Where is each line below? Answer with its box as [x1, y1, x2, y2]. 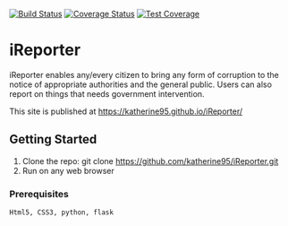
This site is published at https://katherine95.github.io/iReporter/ [9, 106, 243, 117]
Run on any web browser [21, 165, 114, 176]
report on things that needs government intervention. [9, 88, 205, 99]
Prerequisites [9, 187, 69, 200]
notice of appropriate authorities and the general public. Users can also [9, 79, 273, 90]
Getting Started [9, 132, 97, 147]
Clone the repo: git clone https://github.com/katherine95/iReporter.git [21, 155, 279, 166]
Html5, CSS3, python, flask [9, 208, 114, 217]
